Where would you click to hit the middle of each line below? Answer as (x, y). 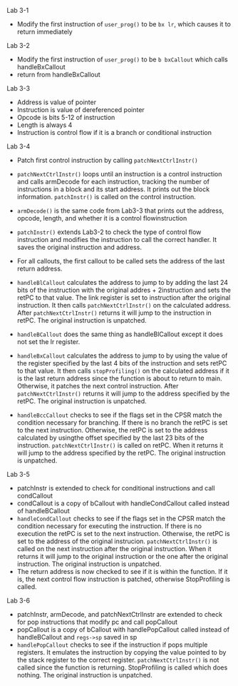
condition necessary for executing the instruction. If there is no (109, 526)
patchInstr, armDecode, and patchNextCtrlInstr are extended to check (119, 614)
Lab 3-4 (19, 146)
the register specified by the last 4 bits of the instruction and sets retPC (122, 363)
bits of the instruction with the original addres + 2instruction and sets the (124, 290)
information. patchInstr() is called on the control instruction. (107, 197)
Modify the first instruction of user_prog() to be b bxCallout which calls (123, 59)
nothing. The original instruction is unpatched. (84, 675)
